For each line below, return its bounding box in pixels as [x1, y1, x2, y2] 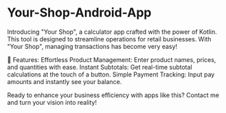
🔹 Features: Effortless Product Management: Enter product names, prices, [7, 55, 216, 63]
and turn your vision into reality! [7, 98, 98, 106]
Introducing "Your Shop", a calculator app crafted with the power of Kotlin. [7, 28, 218, 36]
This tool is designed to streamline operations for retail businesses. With [7, 34, 212, 43]
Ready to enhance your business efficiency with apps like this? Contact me [7, 91, 220, 99]
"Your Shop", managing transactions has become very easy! [7, 42, 177, 50]
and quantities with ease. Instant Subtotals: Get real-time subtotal [7, 63, 192, 71]
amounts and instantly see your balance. [7, 77, 122, 85]
